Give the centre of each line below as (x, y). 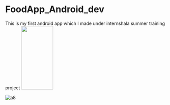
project (13, 88)
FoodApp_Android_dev (55, 9)
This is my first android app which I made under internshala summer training (85, 23)
